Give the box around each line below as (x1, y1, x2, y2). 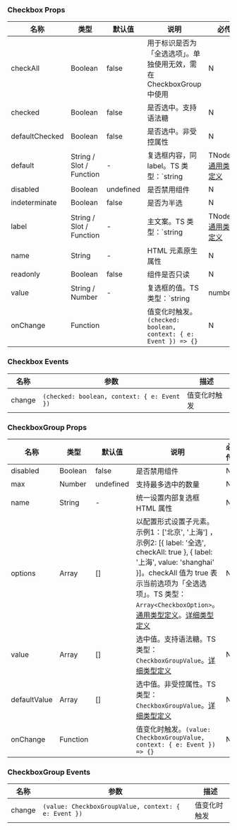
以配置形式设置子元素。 (135, 516, 214, 526)
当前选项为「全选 (142, 578, 200, 588)
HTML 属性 (135, 503, 173, 513)
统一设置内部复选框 (135, 493, 200, 503)
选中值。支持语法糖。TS (135, 634, 217, 644)
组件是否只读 (147, 270, 190, 280)
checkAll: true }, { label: (135, 546, 213, 556)
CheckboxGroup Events (7, 767, 91, 777)
